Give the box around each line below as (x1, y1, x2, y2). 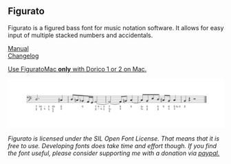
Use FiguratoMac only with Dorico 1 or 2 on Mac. (8, 65, 147, 73)
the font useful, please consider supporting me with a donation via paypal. (8, 149, 220, 157)
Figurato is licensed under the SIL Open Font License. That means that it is (8, 134, 219, 143)
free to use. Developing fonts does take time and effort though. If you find (8, 142, 217, 150)
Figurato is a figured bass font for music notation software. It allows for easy (8, 23, 224, 32)
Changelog (8, 51, 39, 60)
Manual (8, 44, 30, 52)
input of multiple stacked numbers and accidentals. (8, 31, 153, 39)
